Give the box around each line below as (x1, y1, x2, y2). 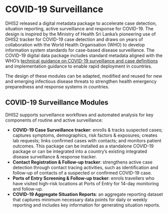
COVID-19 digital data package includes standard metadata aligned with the (5, 52, 163, 59)
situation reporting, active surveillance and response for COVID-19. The (5, 25, 154, 31)
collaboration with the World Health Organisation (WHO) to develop (5, 41, 145, 47)
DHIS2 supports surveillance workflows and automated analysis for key (5, 112, 154, 118)
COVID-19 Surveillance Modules (5, 98, 108, 107)
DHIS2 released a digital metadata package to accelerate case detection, (5, 20, 157, 26)
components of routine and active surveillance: (5, 117, 103, 123)
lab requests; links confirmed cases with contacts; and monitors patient (12, 137, 161, 143)
